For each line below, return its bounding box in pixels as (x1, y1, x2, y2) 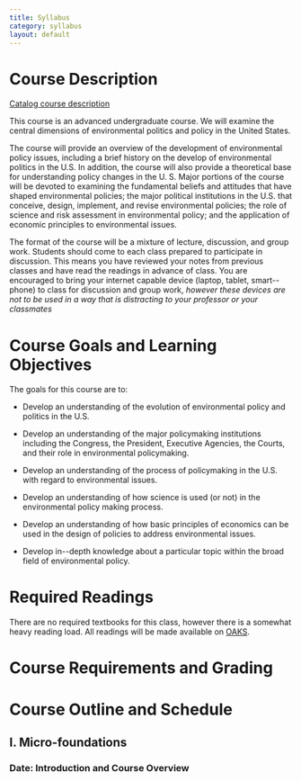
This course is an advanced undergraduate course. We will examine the (9, 116, 275, 127)
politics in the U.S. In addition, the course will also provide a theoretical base (9, 162, 292, 173)
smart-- (251, 275, 280, 286)
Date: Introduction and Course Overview (9, 761, 190, 774)
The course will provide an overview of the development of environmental (9, 143, 283, 154)
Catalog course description (9, 98, 111, 109)
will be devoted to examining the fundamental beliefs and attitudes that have (9, 181, 292, 192)
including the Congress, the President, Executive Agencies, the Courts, (22, 438, 286, 449)
